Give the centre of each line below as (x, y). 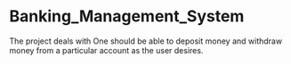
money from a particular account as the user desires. (106, 50)
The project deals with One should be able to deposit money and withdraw (146, 41)
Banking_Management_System (127, 16)
